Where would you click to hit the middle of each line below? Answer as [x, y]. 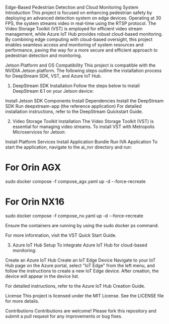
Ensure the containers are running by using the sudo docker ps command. [82, 225]
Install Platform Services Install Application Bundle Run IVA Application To [81, 142]
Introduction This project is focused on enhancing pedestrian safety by [79, 13]
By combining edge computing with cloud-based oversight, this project [79, 39]
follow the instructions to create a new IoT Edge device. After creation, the [82, 271]
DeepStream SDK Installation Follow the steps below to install [76, 86]
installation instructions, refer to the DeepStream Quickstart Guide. [74, 111]
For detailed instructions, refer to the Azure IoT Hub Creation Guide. [75, 286]
